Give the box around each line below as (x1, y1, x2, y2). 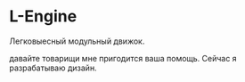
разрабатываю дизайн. (9, 62, 97, 73)
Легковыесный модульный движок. (9, 36, 145, 46)
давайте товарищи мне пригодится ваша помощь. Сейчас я (9, 53, 238, 63)
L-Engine (9, 6, 78, 27)
